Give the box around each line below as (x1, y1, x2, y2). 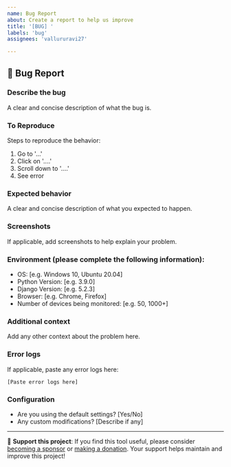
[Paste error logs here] (7, 378, 78, 386)
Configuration (7, 394, 55, 404)
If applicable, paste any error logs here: (7, 365, 119, 373)
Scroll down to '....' (16, 165, 70, 173)
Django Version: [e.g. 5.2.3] (16, 285, 95, 293)
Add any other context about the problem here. (7, 332, 141, 341)
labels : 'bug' (7, 29, 48, 37)
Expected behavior (7, 189, 72, 198)
